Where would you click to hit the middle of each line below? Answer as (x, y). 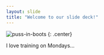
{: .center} (60, 34)
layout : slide (24, 12)
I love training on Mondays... (40, 46)
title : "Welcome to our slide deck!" (52, 17)
